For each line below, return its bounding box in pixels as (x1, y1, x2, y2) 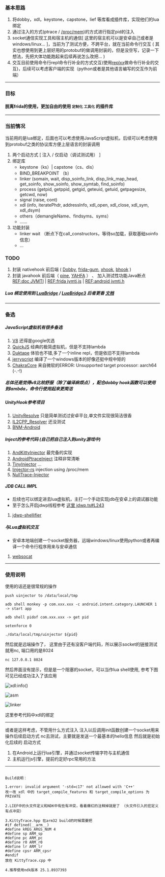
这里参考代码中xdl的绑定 (5, 712, 55, 718)
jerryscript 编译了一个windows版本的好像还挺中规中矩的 (12, 356, 126, 362)
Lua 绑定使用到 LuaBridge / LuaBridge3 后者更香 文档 (5, 290, 114, 296)
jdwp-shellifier (12, 512, 42, 518)
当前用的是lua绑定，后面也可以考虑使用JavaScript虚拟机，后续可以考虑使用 (5, 135, 158, 141)
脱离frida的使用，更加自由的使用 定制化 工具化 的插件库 (5, 103, 113, 109)
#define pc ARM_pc (5, 836, 43, 840)
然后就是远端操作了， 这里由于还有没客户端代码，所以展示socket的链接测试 (5, 641, 158, 647)
